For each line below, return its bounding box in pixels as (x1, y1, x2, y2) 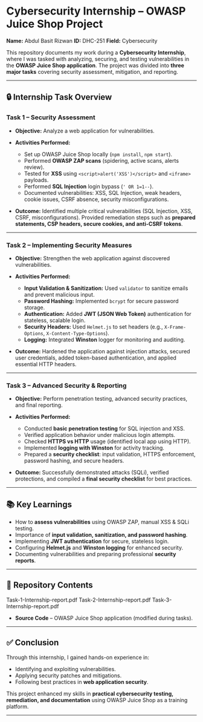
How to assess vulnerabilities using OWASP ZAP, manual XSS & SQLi (14, 519, 189, 526)
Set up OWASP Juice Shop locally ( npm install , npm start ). (24, 150, 173, 158)
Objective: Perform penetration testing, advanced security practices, (14, 395, 188, 402)
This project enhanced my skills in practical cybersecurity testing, (6, 690, 173, 697)
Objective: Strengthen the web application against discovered (14, 254, 170, 261)
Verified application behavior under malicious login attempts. (24, 432, 176, 439)
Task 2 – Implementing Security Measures (6, 241, 132, 249)
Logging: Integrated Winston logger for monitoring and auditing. (24, 336, 185, 343)
